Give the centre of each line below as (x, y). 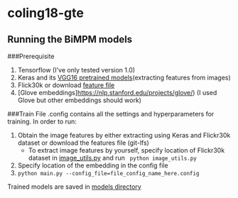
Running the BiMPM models (70, 39)
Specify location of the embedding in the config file (93, 165)
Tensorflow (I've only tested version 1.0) (76, 70)
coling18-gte (45, 13)
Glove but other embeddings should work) (80, 100)
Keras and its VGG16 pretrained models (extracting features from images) (124, 77)
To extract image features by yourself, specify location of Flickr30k (126, 150)
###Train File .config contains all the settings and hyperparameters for (111, 114)
